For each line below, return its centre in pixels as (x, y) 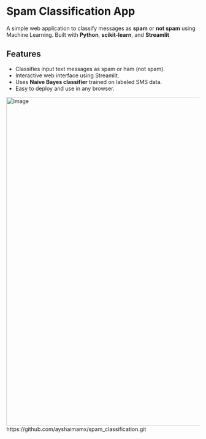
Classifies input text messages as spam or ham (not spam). (90, 69)
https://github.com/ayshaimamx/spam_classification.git (76, 429)
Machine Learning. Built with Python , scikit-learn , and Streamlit (88, 34)
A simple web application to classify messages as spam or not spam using (101, 28)
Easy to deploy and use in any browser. (65, 88)
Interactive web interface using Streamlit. (67, 75)
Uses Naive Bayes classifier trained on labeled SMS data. (89, 82)
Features (24, 54)
